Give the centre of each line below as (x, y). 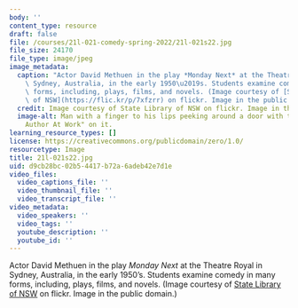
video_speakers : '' (53, 215)
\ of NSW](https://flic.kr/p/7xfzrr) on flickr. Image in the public (157, 100)
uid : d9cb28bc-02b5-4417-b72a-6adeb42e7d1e (91, 166)
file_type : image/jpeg (51, 59)
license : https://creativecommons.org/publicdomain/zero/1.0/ (126, 141)
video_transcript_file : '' (67, 199)
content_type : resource (53, 26)
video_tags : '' (45, 224)
